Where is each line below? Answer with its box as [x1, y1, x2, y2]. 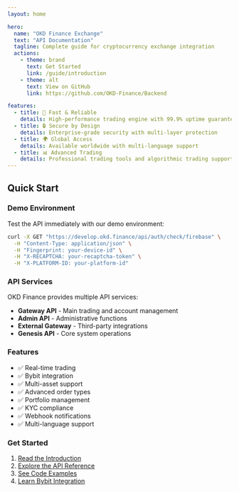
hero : [7, 23, 23, 31]
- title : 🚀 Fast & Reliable [14, 109, 97, 116]
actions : [14, 50, 40, 57]
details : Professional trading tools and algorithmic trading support [20, 155, 234, 163]
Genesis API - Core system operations [17, 329, 132, 338]
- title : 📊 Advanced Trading [14, 149, 102, 156]
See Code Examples [17, 469, 78, 478]
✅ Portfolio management [17, 395, 90, 404]
